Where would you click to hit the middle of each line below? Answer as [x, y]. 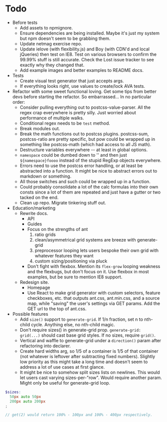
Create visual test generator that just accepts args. [72, 81]
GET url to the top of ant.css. [57, 309]
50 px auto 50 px [25, 397]
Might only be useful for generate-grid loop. [65, 383]
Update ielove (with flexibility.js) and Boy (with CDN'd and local [84, 49]
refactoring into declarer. [45, 346]
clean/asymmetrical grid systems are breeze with [85, 239]
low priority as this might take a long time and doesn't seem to [84, 362]
